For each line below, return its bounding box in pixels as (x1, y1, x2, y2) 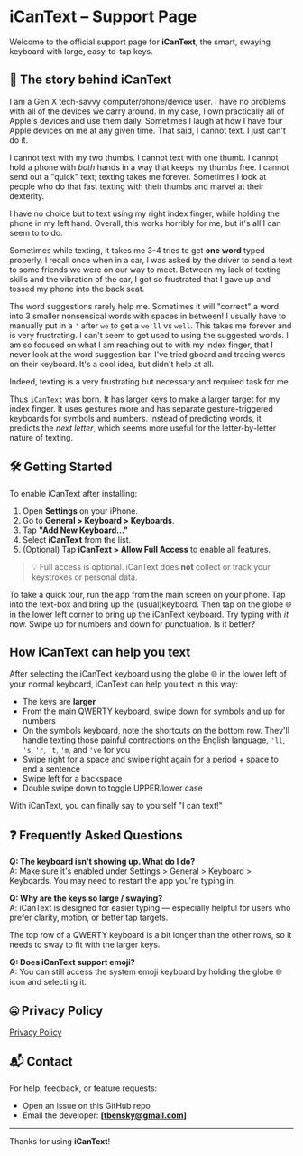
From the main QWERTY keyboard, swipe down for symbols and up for (22, 706, 286, 716)
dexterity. (9, 190, 45, 201)
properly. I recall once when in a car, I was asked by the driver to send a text (9, 254, 293, 265)
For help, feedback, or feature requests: (9, 1083, 158, 1094)
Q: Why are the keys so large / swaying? (9, 893, 163, 904)
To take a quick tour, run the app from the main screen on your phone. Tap (9, 589, 286, 600)
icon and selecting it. (9, 977, 87, 988)
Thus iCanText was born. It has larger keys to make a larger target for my (9, 393, 280, 404)
